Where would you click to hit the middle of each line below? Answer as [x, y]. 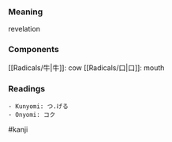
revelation [24, 29]
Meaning [26, 12]
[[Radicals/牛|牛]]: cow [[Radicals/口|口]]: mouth [86, 67]
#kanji [18, 129]
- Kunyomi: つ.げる [38, 106]
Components [34, 50]
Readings [27, 88]
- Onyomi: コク [32, 114]
